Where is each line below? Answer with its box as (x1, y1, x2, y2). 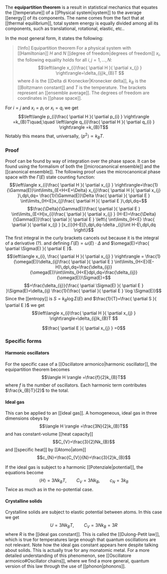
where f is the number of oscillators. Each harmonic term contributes (5, 382, 147, 388)
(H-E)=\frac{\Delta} (116, 211, 157, 217)
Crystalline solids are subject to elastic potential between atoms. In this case (5, 509, 162, 515)
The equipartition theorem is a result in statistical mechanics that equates (5, 5, 158, 10)
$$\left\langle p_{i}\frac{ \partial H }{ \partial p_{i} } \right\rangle (18, 114, 150, 120)
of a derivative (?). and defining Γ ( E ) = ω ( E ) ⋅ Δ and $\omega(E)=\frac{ (5, 240, 150, 246)
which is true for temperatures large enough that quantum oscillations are (5, 536, 156, 543)
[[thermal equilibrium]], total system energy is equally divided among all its (5, 20, 159, 26)
